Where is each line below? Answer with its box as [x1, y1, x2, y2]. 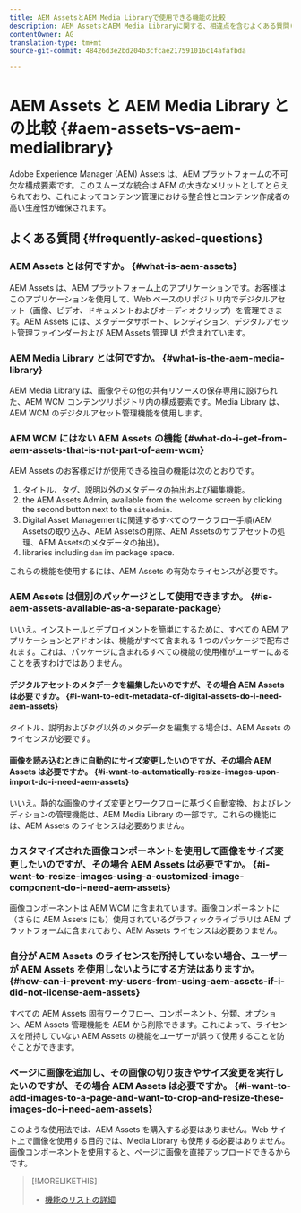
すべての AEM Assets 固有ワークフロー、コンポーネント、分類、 [9, 1008, 246, 1018]
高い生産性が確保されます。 [9, 203, 111, 214]
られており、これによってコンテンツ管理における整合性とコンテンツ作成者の [9, 191, 291, 202]
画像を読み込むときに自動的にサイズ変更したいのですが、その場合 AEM [9, 755, 272, 766]
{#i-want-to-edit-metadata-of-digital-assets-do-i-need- [65, 691, 282, 702]
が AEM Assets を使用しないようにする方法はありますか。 [9, 964, 261, 976]
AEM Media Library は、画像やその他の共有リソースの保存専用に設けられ [9, 385, 278, 396]
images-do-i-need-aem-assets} [9, 1103, 153, 1115]
